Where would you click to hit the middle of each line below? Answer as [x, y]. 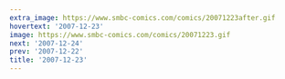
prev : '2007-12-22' [47, 52]
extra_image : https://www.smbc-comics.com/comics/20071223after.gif [142, 18]
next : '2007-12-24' [47, 43]
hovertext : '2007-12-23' [57, 26]
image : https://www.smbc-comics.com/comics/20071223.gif [120, 35]
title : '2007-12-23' [49, 60]
